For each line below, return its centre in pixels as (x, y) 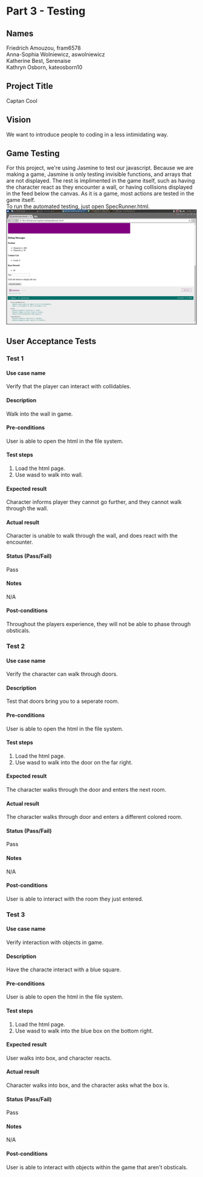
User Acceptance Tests (51, 341)
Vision (19, 120)
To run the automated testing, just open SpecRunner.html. (78, 206)
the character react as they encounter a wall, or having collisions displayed (99, 187)
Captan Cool (22, 100)
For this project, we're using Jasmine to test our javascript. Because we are (100, 168)
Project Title (30, 86)
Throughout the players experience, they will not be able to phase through (98, 624)
